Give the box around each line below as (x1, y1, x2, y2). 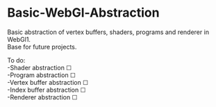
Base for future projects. (7, 42, 77, 51)
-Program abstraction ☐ (7, 71, 76, 79)
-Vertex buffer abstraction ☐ (7, 78, 89, 86)
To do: (7, 56, 26, 64)
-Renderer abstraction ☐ (7, 92, 78, 101)
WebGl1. (7, 35, 31, 43)
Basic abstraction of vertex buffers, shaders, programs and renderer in (7, 28, 210, 36)
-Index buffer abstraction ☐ (7, 85, 86, 94)
